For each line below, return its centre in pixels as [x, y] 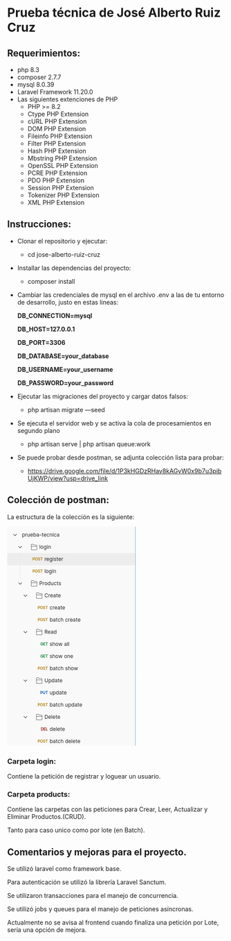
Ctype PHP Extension [58, 114]
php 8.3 [28, 70]
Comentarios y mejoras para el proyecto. [97, 852]
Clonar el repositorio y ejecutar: [62, 241]
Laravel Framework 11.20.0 [55, 92]
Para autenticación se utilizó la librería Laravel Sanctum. [87, 882]
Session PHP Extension [61, 188]
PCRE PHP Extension [57, 173]
